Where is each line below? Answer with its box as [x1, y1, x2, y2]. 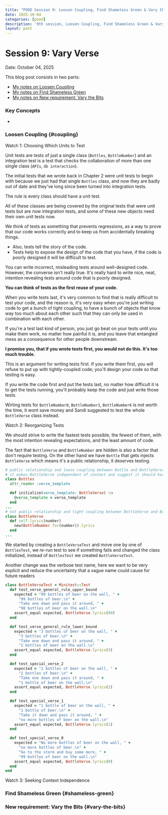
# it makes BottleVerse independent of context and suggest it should [5, 472, 155, 477]
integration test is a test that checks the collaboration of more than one [5, 157, 151, 163]
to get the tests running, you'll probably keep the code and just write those [5, 387, 159, 393]
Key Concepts [5, 107, 40, 114]
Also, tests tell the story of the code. [12, 243, 87, 249]
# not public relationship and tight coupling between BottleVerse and [5, 509, 157, 514]
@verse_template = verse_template [14, 495, 86, 500]
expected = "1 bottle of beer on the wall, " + [14, 703, 115, 708]
